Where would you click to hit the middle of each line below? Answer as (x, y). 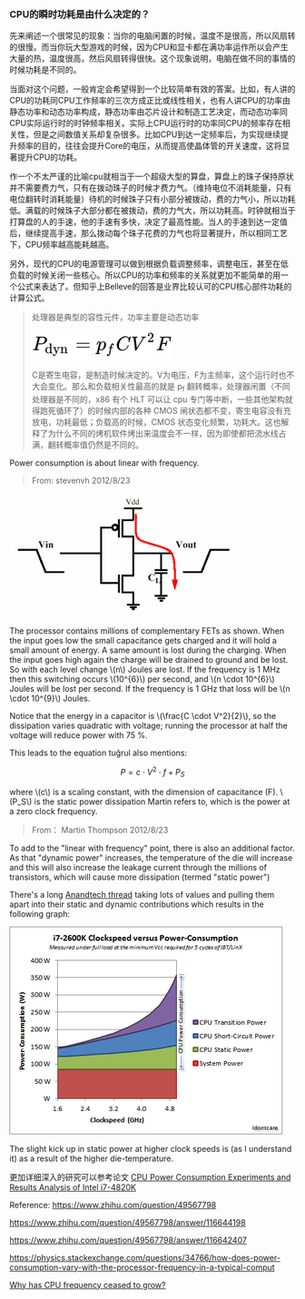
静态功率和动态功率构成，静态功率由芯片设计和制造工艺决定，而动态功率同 (148, 112)
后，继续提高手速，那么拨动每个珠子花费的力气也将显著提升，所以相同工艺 (148, 233)
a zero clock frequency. (54, 811)
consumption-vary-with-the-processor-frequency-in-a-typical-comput (142, 1267)
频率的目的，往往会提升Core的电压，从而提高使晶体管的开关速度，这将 (149, 146)
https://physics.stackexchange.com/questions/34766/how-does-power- (145, 1257)
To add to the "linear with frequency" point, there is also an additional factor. (152, 848)
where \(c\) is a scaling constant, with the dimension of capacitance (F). (144, 792)
